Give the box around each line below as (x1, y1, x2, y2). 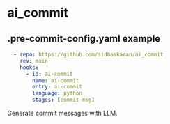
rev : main (20, 57, 49, 64)
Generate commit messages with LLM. (7, 109, 118, 117)
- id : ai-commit (25, 70, 73, 77)
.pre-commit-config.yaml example (7, 33, 161, 45)
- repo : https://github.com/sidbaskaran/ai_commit (13, 51, 164, 58)
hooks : (20, 64, 39, 71)
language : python (32, 90, 82, 97)
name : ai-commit (32, 77, 79, 84)
